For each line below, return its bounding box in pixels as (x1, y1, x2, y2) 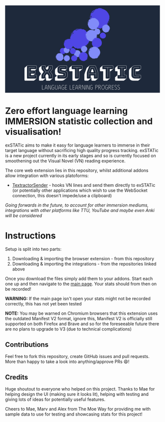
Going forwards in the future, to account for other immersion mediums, (5, 202, 149, 208)
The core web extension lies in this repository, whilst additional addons (5, 168, 149, 174)
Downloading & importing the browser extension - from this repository (12, 256, 155, 262)
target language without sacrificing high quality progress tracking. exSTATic (5, 148, 159, 153)
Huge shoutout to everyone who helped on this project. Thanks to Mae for (5, 386, 155, 392)
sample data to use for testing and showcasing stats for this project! (5, 411, 143, 417)
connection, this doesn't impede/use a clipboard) (12, 193, 112, 199)
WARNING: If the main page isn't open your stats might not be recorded (5, 296, 151, 301)
